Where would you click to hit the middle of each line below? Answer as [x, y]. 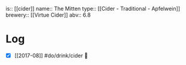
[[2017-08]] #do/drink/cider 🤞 [51, 55]
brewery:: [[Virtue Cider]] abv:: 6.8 [48, 15]
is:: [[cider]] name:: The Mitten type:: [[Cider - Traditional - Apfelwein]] [93, 9]
